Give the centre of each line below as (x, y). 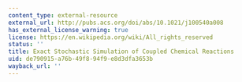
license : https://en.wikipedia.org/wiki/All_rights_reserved (111, 37)
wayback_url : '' (35, 66)
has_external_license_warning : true (68, 30)
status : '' (26, 45)
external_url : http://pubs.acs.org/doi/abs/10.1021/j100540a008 (116, 23)
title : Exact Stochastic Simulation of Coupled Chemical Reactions (121, 52)
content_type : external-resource (63, 15)
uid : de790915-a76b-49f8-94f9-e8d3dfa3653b (81, 59)
